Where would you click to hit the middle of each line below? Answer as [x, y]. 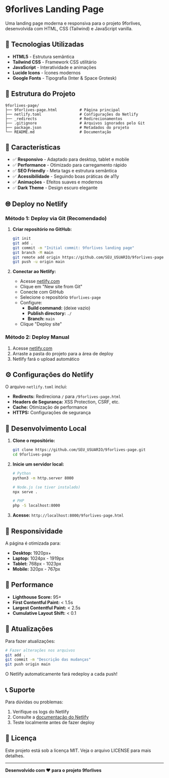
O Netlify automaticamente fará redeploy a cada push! [61, 674]
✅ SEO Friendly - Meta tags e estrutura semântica [65, 171]
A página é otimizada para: [33, 543]
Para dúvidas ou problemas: [34, 702]
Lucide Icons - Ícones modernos [47, 73]
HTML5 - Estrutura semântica [43, 56]
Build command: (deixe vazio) [59, 308]
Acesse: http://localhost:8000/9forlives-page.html [68, 515]
